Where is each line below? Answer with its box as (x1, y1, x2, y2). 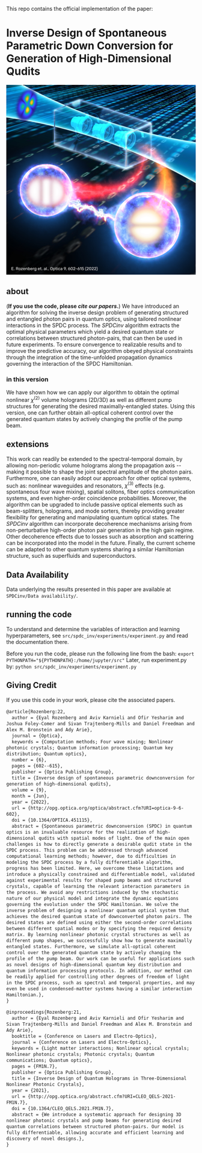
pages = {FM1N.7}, (11, 1063, 58, 1069)
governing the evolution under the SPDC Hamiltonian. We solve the (6, 901, 179, 907)
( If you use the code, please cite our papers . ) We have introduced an (6, 302, 179, 310)
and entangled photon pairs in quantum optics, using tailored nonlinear (6, 315, 182, 322)
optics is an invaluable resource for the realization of (6, 829, 155, 835)
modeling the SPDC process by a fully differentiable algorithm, (6, 859, 173, 865)
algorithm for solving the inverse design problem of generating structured (6, 308, 189, 316)
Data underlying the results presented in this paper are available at (6, 586, 171, 593)
